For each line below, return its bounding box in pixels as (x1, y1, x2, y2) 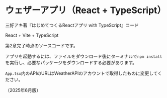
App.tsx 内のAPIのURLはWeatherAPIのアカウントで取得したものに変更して (5, 70, 158, 76)
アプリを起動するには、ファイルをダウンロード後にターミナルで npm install (5, 53, 162, 59)
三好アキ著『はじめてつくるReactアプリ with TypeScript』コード (5, 22, 139, 28)
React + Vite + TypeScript (5, 32, 59, 38)
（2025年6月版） (5, 87, 41, 93)
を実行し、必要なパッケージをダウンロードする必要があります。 (5, 59, 137, 65)
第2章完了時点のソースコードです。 (5, 42, 78, 48)
